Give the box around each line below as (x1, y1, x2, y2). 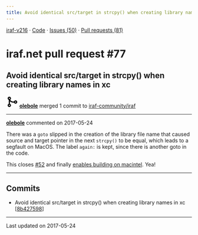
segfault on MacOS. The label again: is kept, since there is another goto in (6, 143, 187, 150)
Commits (6, 184, 40, 194)
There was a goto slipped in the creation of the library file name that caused (6, 130, 190, 138)
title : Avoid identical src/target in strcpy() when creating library (6, 9, 183, 15)
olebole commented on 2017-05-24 (6, 119, 93, 126)
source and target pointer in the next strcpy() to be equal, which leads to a (6, 136, 189, 144)
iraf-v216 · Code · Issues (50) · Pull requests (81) (6, 27, 124, 34)
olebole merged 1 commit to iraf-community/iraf (19, 102, 136, 109)
